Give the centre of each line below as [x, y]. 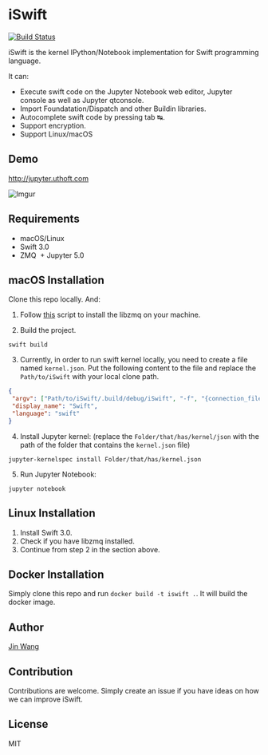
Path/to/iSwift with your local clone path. [89, 377]
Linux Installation [52, 514]
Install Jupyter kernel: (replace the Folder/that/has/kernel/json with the [139, 436]
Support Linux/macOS [56, 134]
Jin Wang [24, 646]
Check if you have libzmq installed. [77, 541]
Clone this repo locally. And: [55, 299]
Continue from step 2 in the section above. [90, 549]
